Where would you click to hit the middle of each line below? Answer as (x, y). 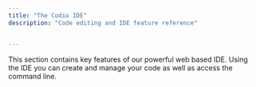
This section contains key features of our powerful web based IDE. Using (128, 59)
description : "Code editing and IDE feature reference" (103, 23)
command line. (33, 76)
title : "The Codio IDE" (48, 15)
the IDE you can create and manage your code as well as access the (120, 67)
